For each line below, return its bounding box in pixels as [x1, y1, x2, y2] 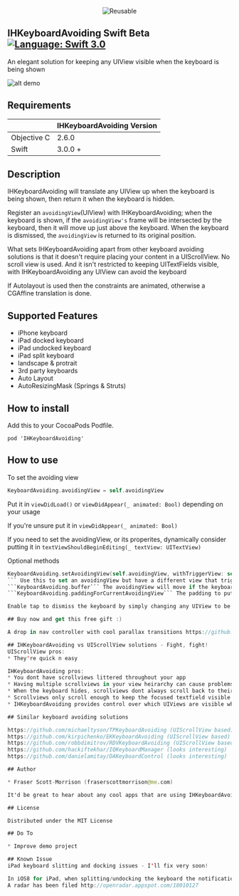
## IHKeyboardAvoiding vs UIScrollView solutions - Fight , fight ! [7, 641, 208, 648]
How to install [7, 402, 70, 415]
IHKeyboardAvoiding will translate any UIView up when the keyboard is [7, 187, 215, 196]
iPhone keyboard [17, 328, 68, 338]
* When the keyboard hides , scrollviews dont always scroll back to [7, 687, 215, 694]
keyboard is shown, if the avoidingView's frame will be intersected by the [7, 216, 222, 224]
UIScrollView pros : [7, 648, 65, 655]
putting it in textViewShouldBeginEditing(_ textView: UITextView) [7, 542, 201, 551]
